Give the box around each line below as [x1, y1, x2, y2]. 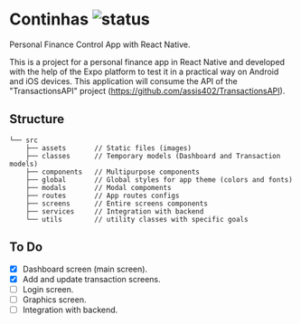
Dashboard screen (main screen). [22, 263, 147, 274]
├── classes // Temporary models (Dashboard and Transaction [25, 151, 281, 160]
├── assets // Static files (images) [25, 143, 193, 153]
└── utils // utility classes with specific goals [25, 214, 249, 224]
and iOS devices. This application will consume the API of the [9, 75, 238, 86]
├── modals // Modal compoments [25, 183, 172, 192]
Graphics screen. [22, 294, 87, 305]
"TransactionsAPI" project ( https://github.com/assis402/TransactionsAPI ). [9, 85, 286, 96]
